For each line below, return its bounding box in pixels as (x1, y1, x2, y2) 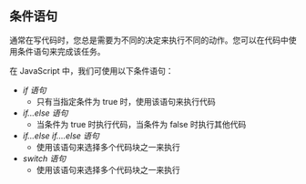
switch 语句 (22, 153, 66, 164)
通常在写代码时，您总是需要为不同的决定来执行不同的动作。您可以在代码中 (9, 35, 289, 46)
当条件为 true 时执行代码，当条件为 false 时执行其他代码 (36, 118, 247, 129)
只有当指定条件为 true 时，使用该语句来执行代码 (36, 96, 216, 107)
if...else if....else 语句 (22, 130, 100, 141)
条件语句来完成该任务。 (16, 46, 106, 56)
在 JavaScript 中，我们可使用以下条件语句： (9, 65, 175, 76)
